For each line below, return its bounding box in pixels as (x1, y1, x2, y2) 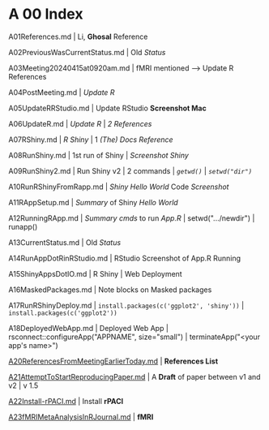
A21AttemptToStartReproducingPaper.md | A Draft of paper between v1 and (8, 372, 261, 381)
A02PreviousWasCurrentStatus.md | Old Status (8, 47, 166, 57)
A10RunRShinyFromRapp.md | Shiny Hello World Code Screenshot (8, 182, 229, 191)
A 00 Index (8, 5, 83, 24)
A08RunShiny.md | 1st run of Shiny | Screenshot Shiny (8, 150, 189, 160)
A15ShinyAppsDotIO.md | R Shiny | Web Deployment (8, 269, 182, 278)
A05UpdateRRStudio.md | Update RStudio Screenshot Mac (8, 103, 207, 113)
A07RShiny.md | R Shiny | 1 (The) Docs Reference (8, 135, 173, 144)
